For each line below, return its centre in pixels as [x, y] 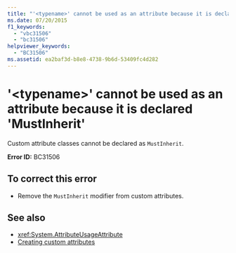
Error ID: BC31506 [34, 157]
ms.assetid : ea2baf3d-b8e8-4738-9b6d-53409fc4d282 [83, 60]
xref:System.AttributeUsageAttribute [70, 235]
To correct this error [52, 179]
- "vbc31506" [33, 33]
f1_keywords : [26, 27]
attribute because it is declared [100, 109]
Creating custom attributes [56, 242]
